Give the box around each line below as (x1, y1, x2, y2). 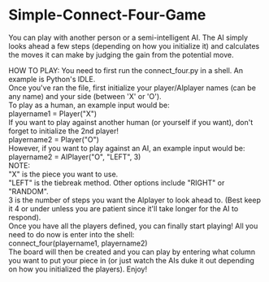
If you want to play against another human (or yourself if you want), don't (8, 117, 254, 127)
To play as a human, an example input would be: (8, 100, 170, 110)
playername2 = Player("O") (8, 134, 100, 144)
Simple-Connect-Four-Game (8, 6, 206, 24)
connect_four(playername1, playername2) (8, 238, 148, 248)
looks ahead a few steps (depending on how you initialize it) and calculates (8, 41, 260, 50)
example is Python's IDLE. (8, 74, 96, 84)
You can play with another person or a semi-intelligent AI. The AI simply (8, 33, 249, 42)
